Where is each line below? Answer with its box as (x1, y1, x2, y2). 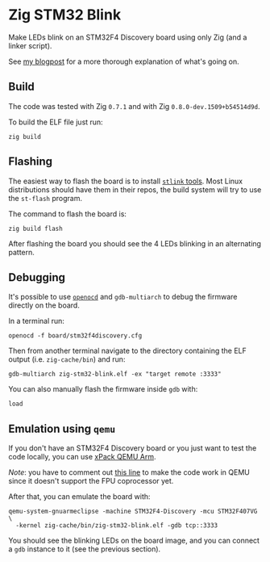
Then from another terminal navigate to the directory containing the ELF (8, 346, 247, 356)
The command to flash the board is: (8, 208, 127, 219)
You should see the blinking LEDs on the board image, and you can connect (8, 535, 260, 546)
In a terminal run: (8, 317, 64, 326)
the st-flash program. (8, 193, 83, 203)
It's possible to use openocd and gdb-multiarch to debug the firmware (8, 292, 238, 302)
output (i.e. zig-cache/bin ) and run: (8, 354, 126, 364)
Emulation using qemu (8, 421, 116, 435)
